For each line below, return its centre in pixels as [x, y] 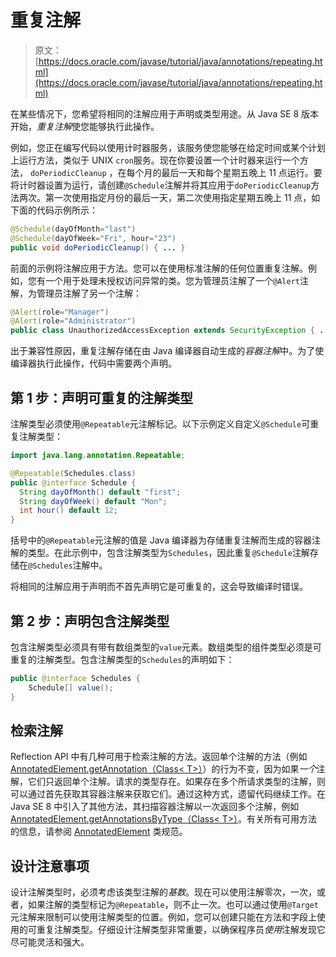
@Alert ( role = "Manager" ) [60, 312]
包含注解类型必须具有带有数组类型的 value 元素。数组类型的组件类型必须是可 [166, 647]
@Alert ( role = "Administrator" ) [73, 321]
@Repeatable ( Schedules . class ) [73, 473]
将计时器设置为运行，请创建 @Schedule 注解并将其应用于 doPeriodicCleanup [161, 185]
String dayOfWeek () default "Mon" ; [93, 501]
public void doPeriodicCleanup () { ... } [98, 247]
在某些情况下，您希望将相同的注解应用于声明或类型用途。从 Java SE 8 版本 [165, 113]
